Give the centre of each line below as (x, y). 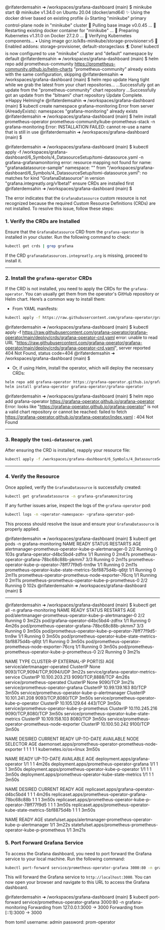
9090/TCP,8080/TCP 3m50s (34, 714)
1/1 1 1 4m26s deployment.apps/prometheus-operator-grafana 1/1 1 (91, 764)
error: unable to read (137, 338)
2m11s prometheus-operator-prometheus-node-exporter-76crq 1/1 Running (81, 575)
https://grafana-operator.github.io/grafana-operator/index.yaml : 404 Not (79, 417)
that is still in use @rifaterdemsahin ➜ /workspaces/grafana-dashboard (77, 132)
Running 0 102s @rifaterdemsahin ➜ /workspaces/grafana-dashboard (76, 586)
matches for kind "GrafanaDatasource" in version (55, 178)
